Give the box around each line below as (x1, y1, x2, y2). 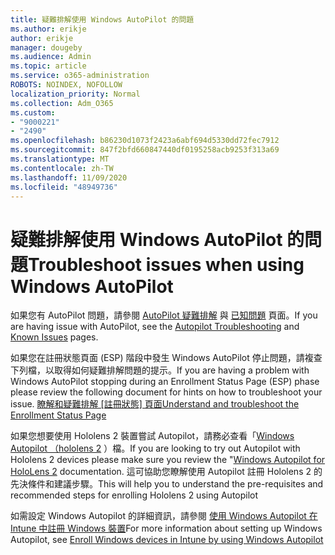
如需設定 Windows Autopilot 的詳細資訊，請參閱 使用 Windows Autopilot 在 (10, 510, 318, 522)
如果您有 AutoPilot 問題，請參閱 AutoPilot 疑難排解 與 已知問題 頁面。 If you (10, 309, 318, 321)
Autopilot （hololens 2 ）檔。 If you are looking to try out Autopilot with (10, 442, 301, 455)
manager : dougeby (10, 42, 83, 53)
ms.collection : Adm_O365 (10, 98, 114, 108)
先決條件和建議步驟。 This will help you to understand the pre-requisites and (10, 478, 324, 490)
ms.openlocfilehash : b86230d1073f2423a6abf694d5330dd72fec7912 (10, 136, 280, 146)
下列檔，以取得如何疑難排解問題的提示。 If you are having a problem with (10, 364, 310, 376)
